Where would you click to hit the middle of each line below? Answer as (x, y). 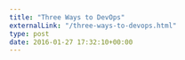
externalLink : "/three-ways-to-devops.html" (93, 26)
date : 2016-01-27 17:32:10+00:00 (71, 42)
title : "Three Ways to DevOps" (67, 17)
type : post (29, 34)
